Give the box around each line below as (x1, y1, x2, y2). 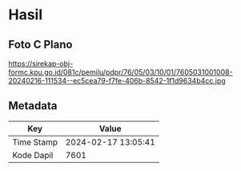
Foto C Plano (8, 38, 73, 51)
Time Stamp (12, 136, 58, 148)
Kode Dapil (12, 149, 54, 161)
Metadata (8, 99, 58, 113)
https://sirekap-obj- (8, 59, 74, 68)
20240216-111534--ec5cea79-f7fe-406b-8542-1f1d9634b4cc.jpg (8, 76, 226, 85)
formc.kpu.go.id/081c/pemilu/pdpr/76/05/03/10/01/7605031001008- (8, 67, 234, 77)
